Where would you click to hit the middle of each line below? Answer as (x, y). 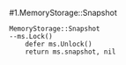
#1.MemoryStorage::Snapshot (63, 13)
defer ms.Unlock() (59, 44)
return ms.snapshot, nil (70, 52)
